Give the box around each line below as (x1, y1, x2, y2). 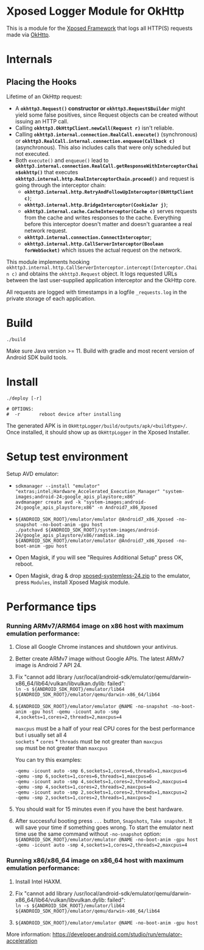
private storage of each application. (6, 294, 96, 302)
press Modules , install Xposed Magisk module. (15, 579, 130, 586)
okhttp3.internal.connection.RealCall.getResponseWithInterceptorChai (15, 163, 199, 169)
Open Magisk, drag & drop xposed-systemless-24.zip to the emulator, (15, 572, 191, 579)
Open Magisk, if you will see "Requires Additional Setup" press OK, (15, 554, 184, 561)
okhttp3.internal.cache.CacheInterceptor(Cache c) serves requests (24, 207, 197, 214)
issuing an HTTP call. (15, 117, 69, 125)
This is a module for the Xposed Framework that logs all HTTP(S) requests (6, 24, 193, 32)
